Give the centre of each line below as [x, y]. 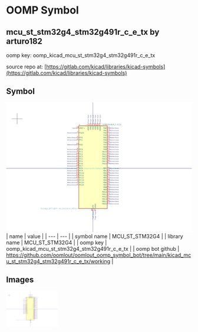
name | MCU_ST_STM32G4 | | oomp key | [57, 243]
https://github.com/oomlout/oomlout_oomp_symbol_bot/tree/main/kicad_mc [99, 255]
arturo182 [24, 41]
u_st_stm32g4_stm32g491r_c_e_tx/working [58, 261]
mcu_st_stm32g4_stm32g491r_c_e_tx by [83, 32]
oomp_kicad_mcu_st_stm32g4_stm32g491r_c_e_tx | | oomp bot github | [93, 248]
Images [20, 280]
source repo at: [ [26, 67]
